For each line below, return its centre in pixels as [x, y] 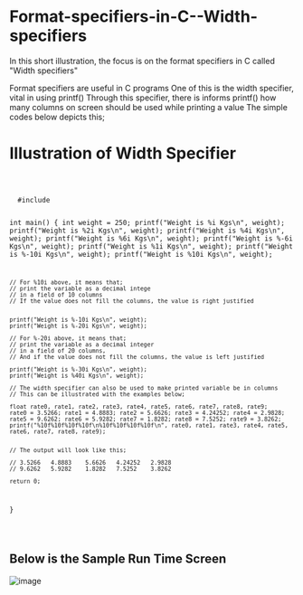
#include [34, 200]
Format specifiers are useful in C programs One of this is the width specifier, [151, 88]
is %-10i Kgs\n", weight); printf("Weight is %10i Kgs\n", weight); [141, 254]
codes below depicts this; [57, 117]
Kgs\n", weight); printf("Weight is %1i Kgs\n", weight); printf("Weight [151, 246]
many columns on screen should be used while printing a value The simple [148, 107]
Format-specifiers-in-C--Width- [133, 17]
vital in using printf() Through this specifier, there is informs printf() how [143, 98]
